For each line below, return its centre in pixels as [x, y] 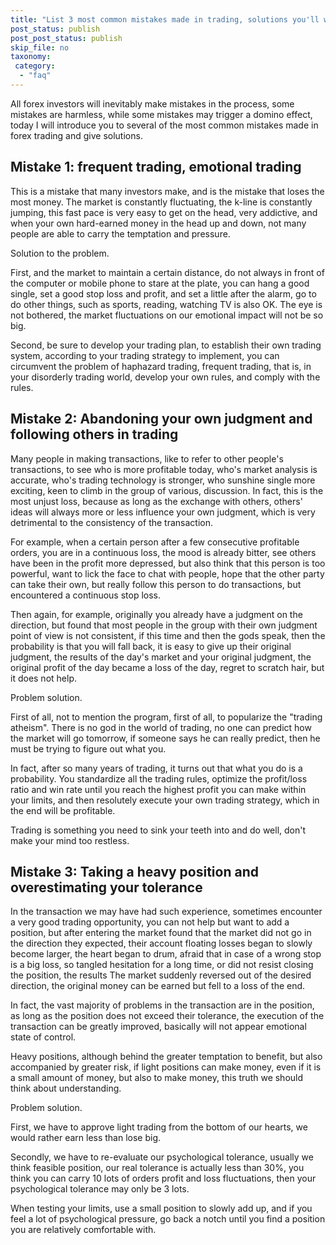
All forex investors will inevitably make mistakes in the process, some [152, 103]
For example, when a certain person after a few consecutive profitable [155, 542]
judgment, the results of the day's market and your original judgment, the [161, 657]
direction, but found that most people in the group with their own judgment [164, 625]
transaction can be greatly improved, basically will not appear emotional [158, 1027]
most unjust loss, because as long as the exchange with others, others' [156, 501]
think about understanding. [66, 1088]
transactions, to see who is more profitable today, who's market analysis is [164, 469]
